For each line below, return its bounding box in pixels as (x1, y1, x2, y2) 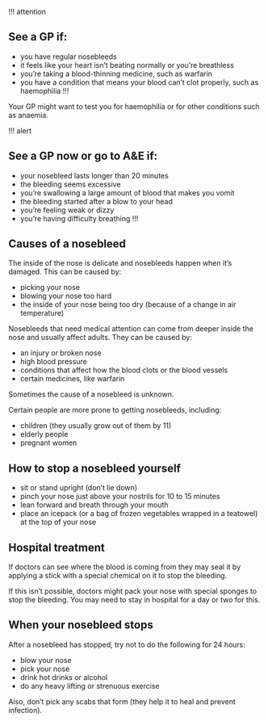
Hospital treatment (8, 540, 105, 554)
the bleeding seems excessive (19, 179, 121, 189)
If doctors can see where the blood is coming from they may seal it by (8, 562, 241, 572)
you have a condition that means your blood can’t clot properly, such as (19, 77, 259, 87)
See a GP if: (8, 30, 68, 44)
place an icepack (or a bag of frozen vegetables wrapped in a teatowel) (19, 509, 258, 518)
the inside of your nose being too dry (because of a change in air (19, 300, 237, 309)
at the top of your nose (19, 517, 97, 527)
